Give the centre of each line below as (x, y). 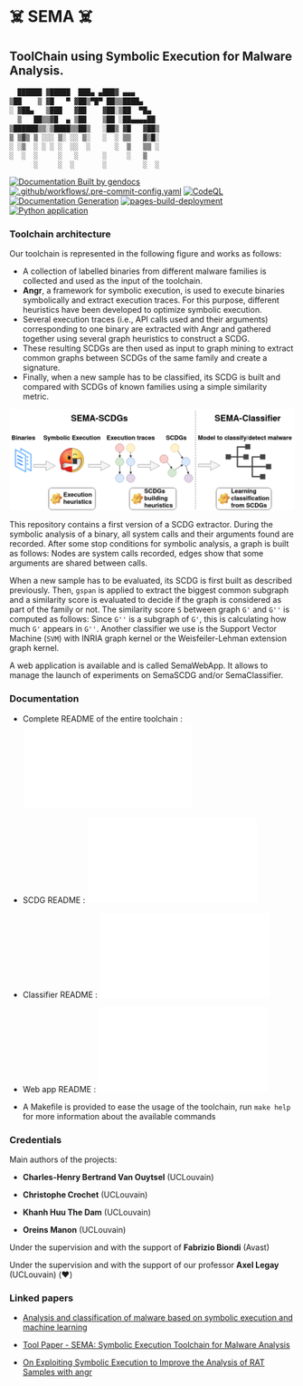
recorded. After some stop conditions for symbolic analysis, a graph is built (149, 544)
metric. (36, 397)
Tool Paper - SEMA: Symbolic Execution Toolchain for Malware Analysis (156, 1345)
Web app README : (59, 1089)
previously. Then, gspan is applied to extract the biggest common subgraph (149, 590)
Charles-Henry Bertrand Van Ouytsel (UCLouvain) (118, 1178)
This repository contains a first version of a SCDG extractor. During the (141, 525)
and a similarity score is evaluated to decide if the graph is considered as (146, 600)
